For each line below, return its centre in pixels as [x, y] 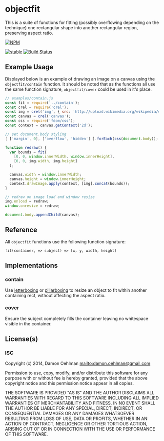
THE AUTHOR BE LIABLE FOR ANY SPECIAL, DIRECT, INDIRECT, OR [74, 408]
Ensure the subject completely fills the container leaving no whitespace [77, 319]
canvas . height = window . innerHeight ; [48, 179]
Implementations [31, 266]
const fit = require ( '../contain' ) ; [42, 103]
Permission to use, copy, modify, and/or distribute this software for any [76, 373]
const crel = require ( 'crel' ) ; [37, 107]
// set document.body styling [36, 134]
